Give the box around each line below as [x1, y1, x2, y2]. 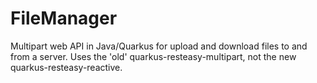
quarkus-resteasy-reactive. [10, 61, 123, 73]
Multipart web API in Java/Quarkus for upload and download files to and [10, 40, 308, 52]
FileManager [10, 7, 118, 30]
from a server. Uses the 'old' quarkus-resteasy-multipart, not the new [10, 50, 297, 62]
